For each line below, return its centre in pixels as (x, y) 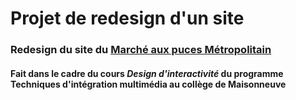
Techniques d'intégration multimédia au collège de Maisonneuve (148, 84)
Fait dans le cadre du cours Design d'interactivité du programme (147, 73)
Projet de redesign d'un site (127, 18)
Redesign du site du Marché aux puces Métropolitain (141, 50)
